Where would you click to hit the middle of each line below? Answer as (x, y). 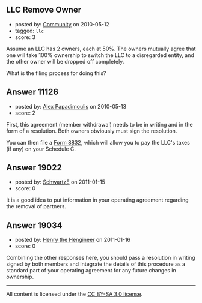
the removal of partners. (36, 206)
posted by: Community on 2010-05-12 (62, 24)
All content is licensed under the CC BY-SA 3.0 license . (75, 294)
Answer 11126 (32, 92)
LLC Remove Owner (44, 10)
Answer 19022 (34, 168)
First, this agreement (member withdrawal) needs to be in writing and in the (100, 124)
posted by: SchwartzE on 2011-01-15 (60, 182)
